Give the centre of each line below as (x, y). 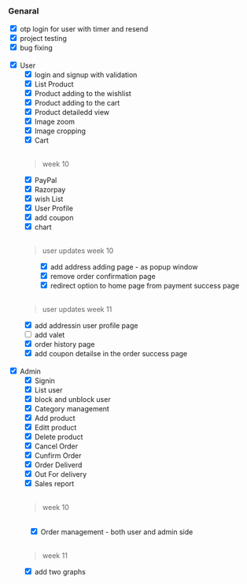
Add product (55, 418)
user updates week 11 (77, 310)
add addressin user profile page (86, 325)
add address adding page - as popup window (124, 267)
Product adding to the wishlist (83, 94)
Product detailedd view (72, 113)
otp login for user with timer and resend (84, 29)
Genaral (24, 11)
